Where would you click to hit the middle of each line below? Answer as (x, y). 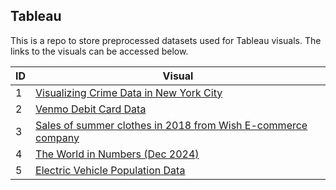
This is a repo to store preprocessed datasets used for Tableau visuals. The (166, 40)
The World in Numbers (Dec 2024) (117, 154)
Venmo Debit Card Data (91, 109)
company (57, 137)
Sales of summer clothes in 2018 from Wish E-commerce (171, 125)
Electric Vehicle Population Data (110, 170)
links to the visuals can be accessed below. (99, 51)
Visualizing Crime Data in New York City (129, 92)
